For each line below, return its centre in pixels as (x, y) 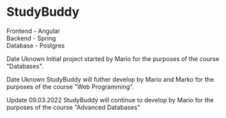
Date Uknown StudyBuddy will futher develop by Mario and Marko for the (110, 79)
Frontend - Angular (33, 31)
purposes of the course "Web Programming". (70, 86)
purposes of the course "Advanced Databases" (73, 107)
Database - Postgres (36, 45)
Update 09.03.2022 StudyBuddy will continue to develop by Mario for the (110, 99)
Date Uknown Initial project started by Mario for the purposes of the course (113, 58)
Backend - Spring (31, 38)
